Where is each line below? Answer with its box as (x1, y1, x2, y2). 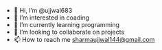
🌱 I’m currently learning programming (13, 21, 120, 28)
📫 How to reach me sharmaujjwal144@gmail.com (13, 36, 155, 43)
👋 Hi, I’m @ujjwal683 (13, 7, 73, 14)
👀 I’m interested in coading (13, 14, 90, 22)
